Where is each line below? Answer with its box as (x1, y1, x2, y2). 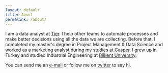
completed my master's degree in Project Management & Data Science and (5, 42, 163, 48)
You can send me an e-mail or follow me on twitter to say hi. (5, 62, 131, 68)
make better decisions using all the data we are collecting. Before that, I (5, 36, 155, 42)
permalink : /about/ (5, 17, 47, 22)
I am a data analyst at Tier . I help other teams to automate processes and (5, 31, 158, 37)
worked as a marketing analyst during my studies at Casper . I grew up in (5, 47, 157, 53)
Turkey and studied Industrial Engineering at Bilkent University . (5, 52, 137, 58)
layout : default (5, 7, 40, 13)
